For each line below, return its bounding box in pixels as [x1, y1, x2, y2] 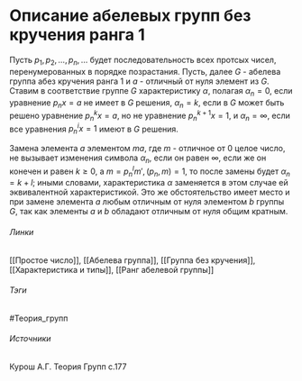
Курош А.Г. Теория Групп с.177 [9, 361, 127, 372]
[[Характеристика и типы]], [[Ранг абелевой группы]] [9, 264, 215, 275]
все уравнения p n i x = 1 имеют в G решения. [9, 122, 178, 136]
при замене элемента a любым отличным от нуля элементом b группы [9, 196, 285, 207]
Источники [9, 333, 51, 344]
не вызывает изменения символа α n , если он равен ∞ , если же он [9, 152, 267, 166]
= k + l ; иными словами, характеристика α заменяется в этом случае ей [9, 177, 288, 188]
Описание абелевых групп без [9, 5, 252, 26]
